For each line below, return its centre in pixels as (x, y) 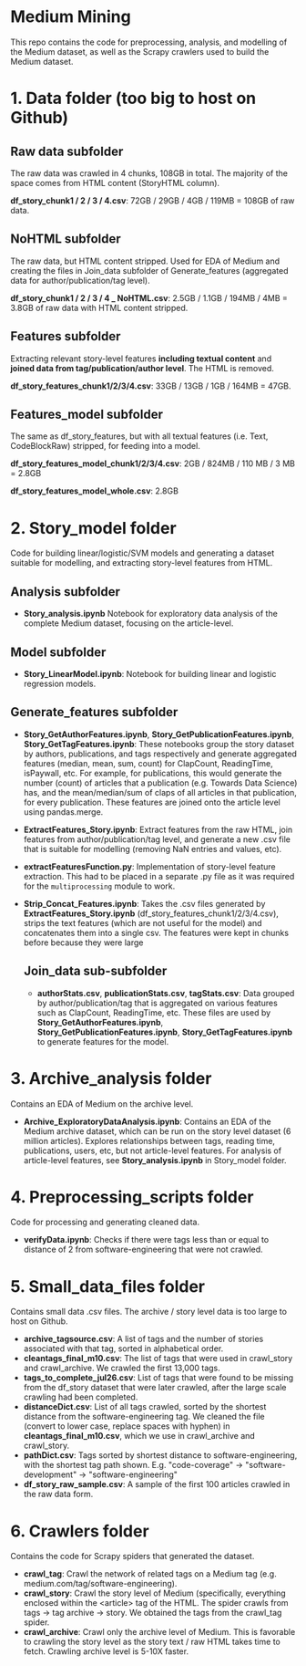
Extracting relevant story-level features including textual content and (141, 359)
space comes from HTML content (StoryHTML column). (115, 182)
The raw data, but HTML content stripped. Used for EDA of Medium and (145, 261)
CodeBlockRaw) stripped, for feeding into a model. (106, 446)
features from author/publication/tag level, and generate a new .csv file (157, 839)
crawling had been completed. (81, 1397)
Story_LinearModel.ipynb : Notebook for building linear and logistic (150, 673)
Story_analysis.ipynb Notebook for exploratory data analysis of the (151, 614)
